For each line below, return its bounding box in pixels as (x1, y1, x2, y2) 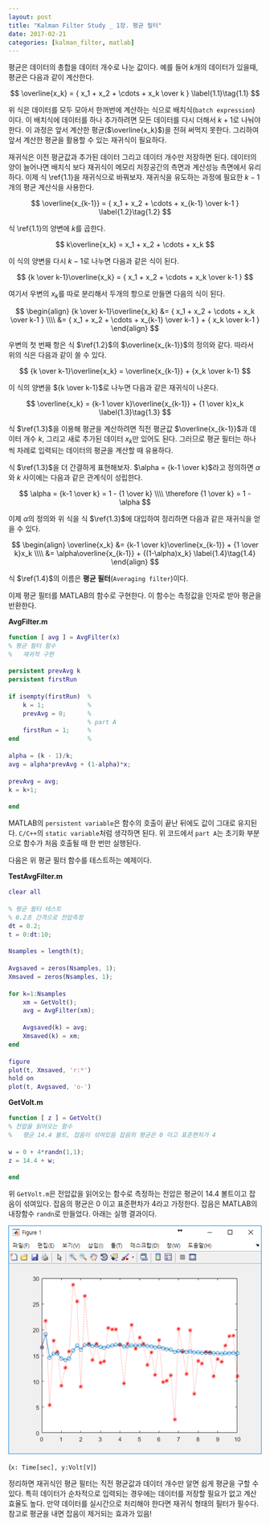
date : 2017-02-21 (8, 30, 67, 38)
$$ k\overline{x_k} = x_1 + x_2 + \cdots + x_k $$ (55, 239, 215, 249)
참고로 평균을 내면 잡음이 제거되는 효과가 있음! (8, 1508, 153, 1518)
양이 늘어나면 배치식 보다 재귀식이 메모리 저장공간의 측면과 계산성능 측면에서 (8, 162, 247, 172)
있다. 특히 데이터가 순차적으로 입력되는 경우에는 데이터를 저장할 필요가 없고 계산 (8, 1488, 257, 1498)
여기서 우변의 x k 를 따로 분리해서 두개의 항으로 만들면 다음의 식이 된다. (8, 289, 225, 301)
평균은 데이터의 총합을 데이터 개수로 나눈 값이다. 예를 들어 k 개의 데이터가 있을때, (8, 63, 259, 72)
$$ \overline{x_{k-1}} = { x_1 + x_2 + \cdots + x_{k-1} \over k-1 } (31, 198, 239, 208)
